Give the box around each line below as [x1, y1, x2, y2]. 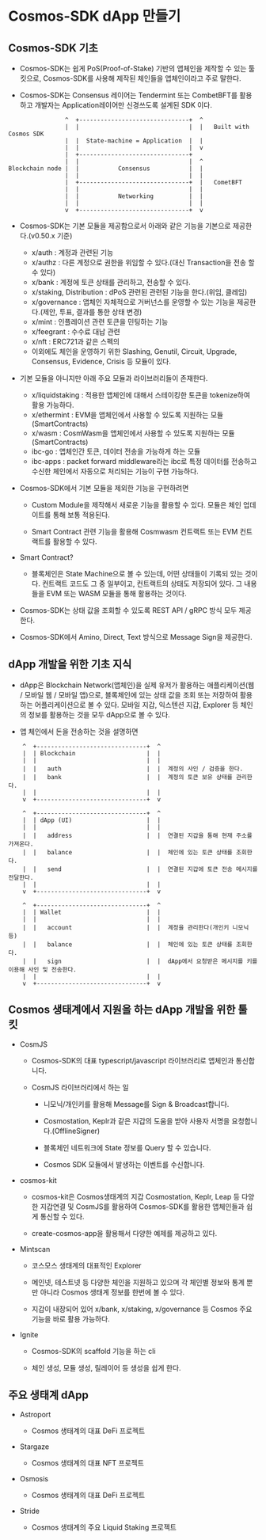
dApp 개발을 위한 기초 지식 [8, 658, 132, 671]
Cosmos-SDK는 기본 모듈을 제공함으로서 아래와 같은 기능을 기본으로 [19, 221, 231, 230]
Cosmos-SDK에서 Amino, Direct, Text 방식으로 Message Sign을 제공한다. [19, 633, 253, 641]
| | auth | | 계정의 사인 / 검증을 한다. [22, 765, 244, 773]
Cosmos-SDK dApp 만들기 [8, 7, 181, 25]
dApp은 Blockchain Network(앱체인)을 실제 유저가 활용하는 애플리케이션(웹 [19, 680, 255, 690]
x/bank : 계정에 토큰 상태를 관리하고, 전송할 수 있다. [31, 278, 192, 287]
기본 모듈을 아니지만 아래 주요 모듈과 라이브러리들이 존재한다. [19, 374, 208, 382]
